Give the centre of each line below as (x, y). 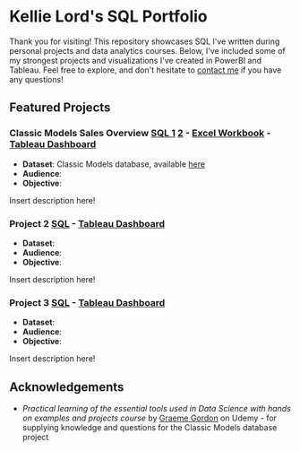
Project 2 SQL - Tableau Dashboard (87, 223)
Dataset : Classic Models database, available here (114, 164)
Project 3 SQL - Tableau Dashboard (87, 302)
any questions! (37, 79)
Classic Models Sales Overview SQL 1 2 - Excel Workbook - (140, 134)
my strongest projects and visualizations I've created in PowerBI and (136, 60)
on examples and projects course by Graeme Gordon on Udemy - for (150, 418)
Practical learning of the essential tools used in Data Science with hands (156, 409)
